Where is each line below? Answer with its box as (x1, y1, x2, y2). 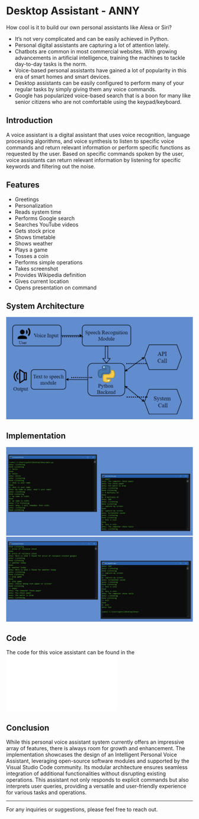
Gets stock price (14, 227, 55, 234)
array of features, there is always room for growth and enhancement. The (6, 745, 185, 752)
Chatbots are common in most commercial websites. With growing (14, 47, 178, 55)
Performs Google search (14, 215, 75, 222)
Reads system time (14, 208, 62, 215)
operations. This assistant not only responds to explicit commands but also (6, 776, 189, 783)
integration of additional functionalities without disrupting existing (6, 770, 166, 777)
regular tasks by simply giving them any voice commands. (14, 85, 157, 93)
